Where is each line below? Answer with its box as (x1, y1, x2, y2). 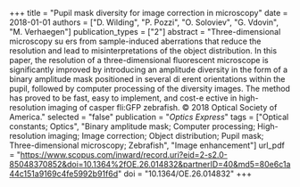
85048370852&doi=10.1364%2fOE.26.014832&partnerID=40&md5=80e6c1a (9, 159, 291, 169)
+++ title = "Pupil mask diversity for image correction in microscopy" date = (9, 8, 288, 18)
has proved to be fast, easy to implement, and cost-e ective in (9, 93, 237, 103)
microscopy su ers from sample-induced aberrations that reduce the (9, 36, 262, 46)
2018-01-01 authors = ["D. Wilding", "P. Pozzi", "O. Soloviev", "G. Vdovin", (9, 17, 279, 28)
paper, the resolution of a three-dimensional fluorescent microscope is (9, 55, 270, 65)
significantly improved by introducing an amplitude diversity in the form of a (9, 64, 288, 75)
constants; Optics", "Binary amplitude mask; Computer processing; (9, 121, 256, 132)
